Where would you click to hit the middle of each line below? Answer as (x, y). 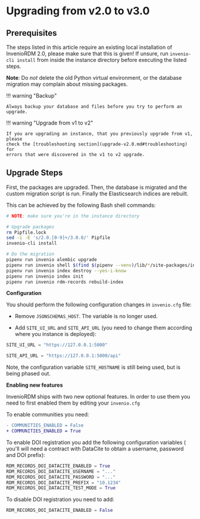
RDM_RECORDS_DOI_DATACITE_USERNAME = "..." (61, 471)
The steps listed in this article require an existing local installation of (89, 47)
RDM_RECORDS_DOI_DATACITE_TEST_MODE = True (61, 488)
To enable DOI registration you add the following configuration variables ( (96, 442)
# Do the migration (30, 254)
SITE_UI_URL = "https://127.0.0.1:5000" (57, 345)
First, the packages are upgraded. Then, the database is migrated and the (97, 187)
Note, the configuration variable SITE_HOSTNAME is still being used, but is (93, 367)
